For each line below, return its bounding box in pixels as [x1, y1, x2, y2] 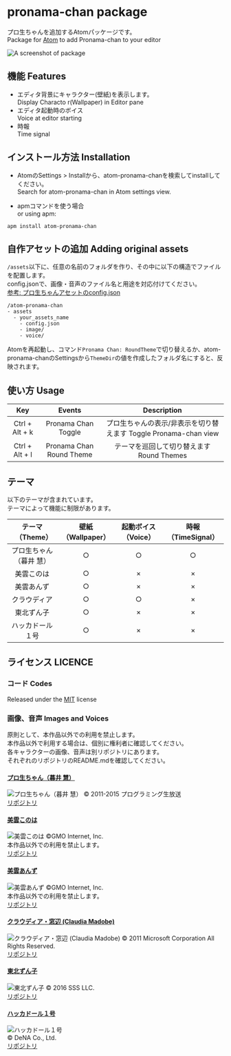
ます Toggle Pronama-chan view [113, 428, 219, 438]
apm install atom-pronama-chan [7, 222, 97, 229]
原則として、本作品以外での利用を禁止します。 [7, 730, 139, 738]
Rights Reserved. [7, 942, 56, 950]
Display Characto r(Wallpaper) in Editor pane [16, 98, 144, 106]
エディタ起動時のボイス [16, 106, 84, 114]
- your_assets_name [13, 314, 69, 321]
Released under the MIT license [7, 695, 98, 703]
